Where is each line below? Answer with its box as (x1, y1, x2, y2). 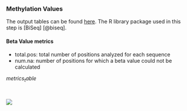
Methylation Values (6, 5, 63, 13)
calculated (14, 63, 40, 70)
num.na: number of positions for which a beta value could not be (14, 57, 172, 64)
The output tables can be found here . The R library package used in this (6, 18, 181, 25)
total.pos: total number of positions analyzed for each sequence (14, 51, 170, 58)
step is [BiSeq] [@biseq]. (6, 24, 67, 31)
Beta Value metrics (6, 38, 54, 45)
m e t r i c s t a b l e (6, 75, 37, 83)
